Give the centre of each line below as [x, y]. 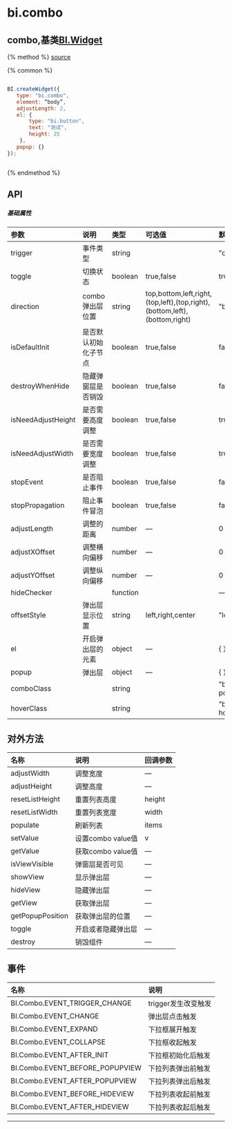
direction [25, 306]
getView [24, 902]
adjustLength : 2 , [41, 109]
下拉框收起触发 [172, 1042]
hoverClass [29, 708]
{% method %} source [39, 57]
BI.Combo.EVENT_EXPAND [54, 1029]
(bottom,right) [168, 319]
